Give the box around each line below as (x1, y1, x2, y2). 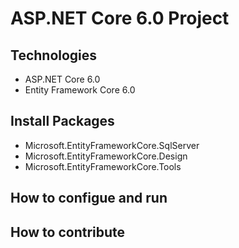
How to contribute (10, 223, 126, 241)
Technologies (10, 47, 98, 64)
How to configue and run (10, 190, 168, 207)
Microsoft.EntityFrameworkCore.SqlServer (24, 139, 200, 151)
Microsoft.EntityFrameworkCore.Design (24, 150, 188, 162)
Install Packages (10, 113, 115, 130)
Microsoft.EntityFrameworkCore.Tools (24, 160, 182, 172)
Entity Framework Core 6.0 (24, 84, 136, 96)
